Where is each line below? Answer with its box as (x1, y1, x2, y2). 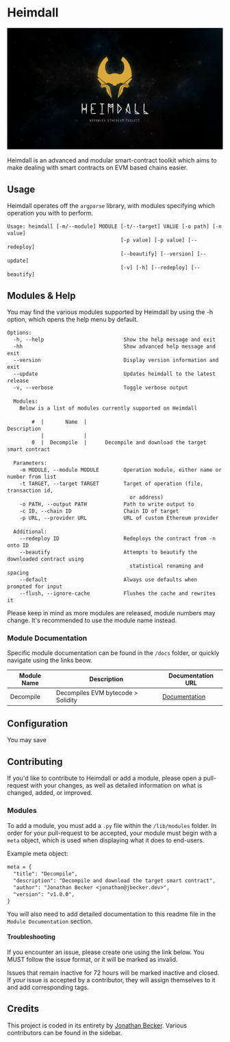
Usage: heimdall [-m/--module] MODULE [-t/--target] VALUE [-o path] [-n (7, 223, 222, 230)
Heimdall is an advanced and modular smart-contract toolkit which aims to (7, 156, 217, 165)
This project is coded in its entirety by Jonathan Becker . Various (7, 1021, 187, 1030)
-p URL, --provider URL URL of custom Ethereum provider (19, 514, 219, 522)
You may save (7, 736, 47, 744)
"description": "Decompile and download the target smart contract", (13, 877, 216, 884)
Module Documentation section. (7, 917, 93, 925)
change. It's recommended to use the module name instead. (7, 616, 177, 625)
